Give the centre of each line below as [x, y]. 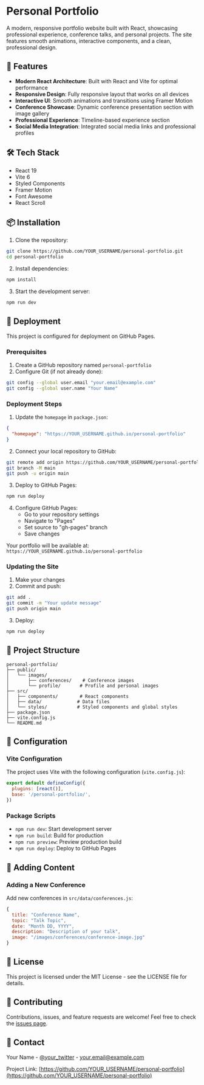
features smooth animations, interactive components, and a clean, [89, 41]
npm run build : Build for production [59, 835]
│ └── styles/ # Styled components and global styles [92, 707]
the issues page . [27, 1023]
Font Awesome [34, 196]
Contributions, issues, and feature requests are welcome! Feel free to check [101, 1017]
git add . [19, 598]
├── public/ [21, 670]
